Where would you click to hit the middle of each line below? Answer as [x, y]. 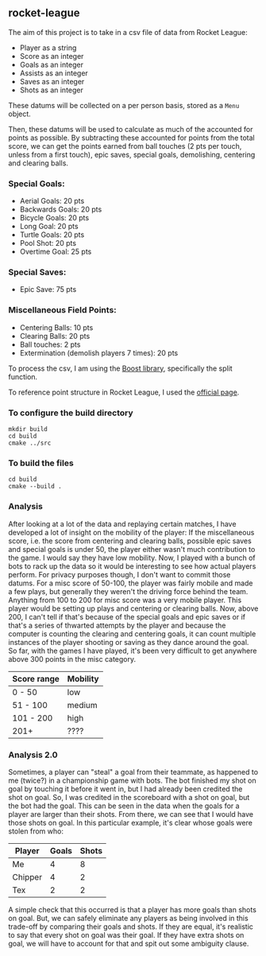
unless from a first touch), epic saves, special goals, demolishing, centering [132, 154]
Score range [36, 678]
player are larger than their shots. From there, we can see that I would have [131, 814]
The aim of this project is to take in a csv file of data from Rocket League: [128, 32]
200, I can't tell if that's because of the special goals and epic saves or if [127, 616]
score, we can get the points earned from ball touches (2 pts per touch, [125, 146]
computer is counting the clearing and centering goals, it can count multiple [132, 633]
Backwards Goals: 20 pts [61, 209]
